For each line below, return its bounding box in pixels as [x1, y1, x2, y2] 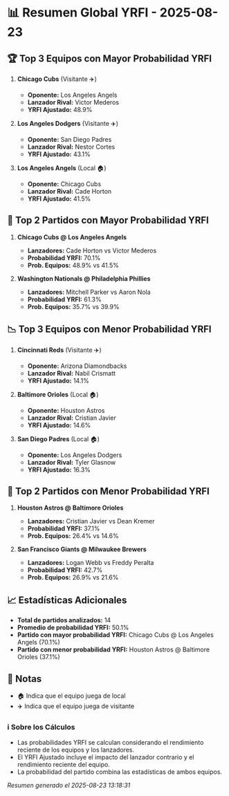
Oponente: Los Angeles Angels [27, 91, 118, 99]
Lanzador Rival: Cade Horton [27, 187, 112, 195]
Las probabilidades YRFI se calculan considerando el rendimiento [17, 739, 204, 747]
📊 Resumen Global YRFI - [7, 5, 157, 21]
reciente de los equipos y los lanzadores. [17, 746, 135, 754]
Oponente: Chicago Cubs [27, 180, 102, 188]
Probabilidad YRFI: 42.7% [27, 566, 103, 574]
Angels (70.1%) [17, 638, 60, 647]
